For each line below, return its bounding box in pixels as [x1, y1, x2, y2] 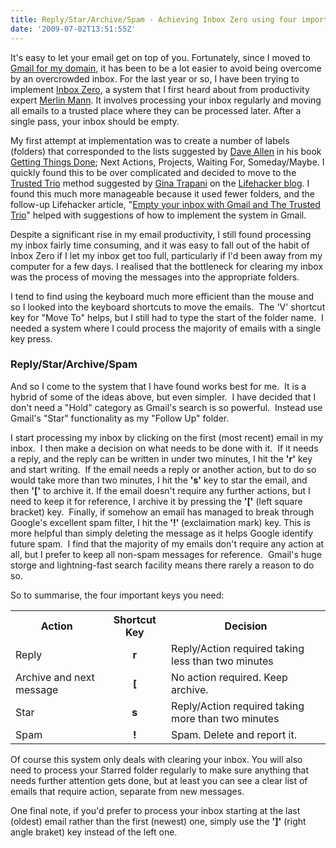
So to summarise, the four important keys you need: [10, 589, 225, 601]
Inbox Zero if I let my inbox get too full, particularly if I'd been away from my [10, 249, 323, 261]
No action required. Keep [171, 670, 288, 684]
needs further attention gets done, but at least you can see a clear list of [10, 774, 308, 786]
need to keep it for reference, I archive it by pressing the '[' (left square [10, 495, 303, 507]
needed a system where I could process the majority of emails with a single [10, 322, 322, 334]
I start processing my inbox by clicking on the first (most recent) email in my [10, 431, 324, 443]
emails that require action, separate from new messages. [10, 785, 245, 797]
